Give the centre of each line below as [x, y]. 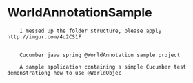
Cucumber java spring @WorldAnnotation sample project [100, 55]
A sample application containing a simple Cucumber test [103, 67]
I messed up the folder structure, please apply [91, 31]
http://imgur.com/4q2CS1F [44, 37]
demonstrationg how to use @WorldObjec [64, 73]
